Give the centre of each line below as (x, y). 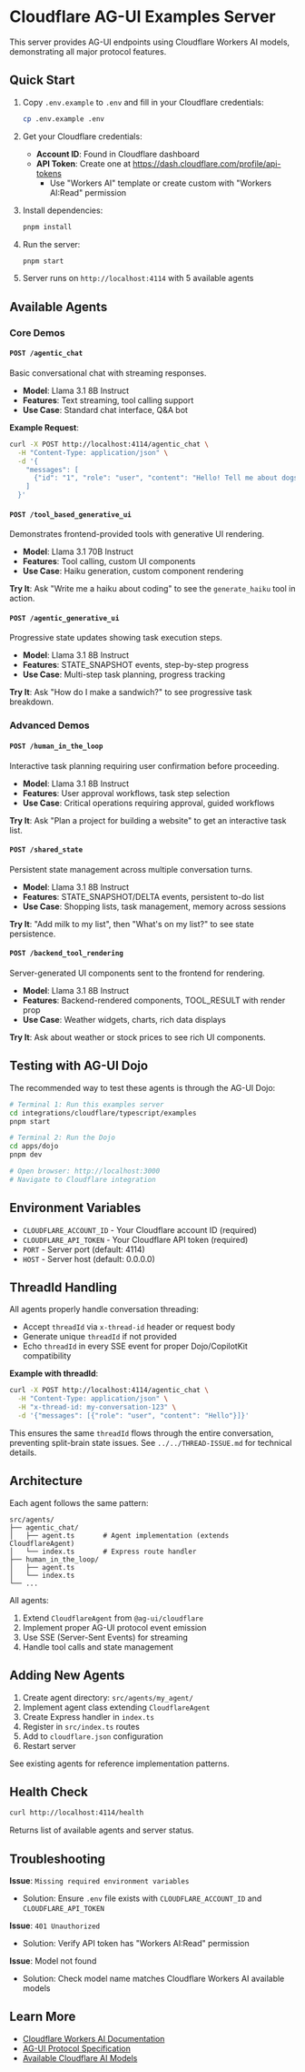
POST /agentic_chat (46, 354)
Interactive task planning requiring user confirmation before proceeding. (144, 765)
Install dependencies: (63, 210)
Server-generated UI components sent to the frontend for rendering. (137, 973)
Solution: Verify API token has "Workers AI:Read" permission (136, 1944)
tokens (49, 173)
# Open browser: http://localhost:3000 (85, 1171)
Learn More (43, 2017)
